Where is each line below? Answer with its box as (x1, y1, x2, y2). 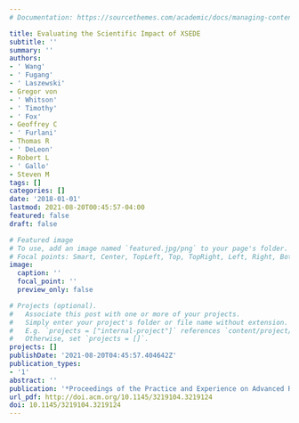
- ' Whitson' (9, 95, 58, 104)
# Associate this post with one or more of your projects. (9, 309, 241, 319)
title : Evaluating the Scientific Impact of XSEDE (9, 28, 201, 38)
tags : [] (9, 178, 42, 187)
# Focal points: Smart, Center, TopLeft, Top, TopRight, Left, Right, (9, 252, 277, 261)
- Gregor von (9, 86, 58, 96)
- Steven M (9, 170, 50, 179)
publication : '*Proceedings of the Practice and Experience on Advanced (9, 384, 285, 393)
